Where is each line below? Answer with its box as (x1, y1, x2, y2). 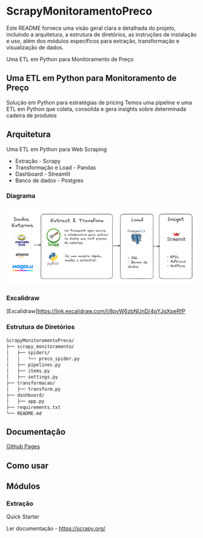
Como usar (6, 460, 49, 471)
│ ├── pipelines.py (6, 362, 61, 368)
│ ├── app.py (6, 398, 45, 404)
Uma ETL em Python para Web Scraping (6, 145, 107, 153)
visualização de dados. (6, 44, 64, 51)
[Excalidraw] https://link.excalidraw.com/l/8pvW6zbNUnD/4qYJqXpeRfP (6, 308, 186, 315)
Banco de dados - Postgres (15, 176, 84, 184)
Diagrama (6, 191, 36, 200)
